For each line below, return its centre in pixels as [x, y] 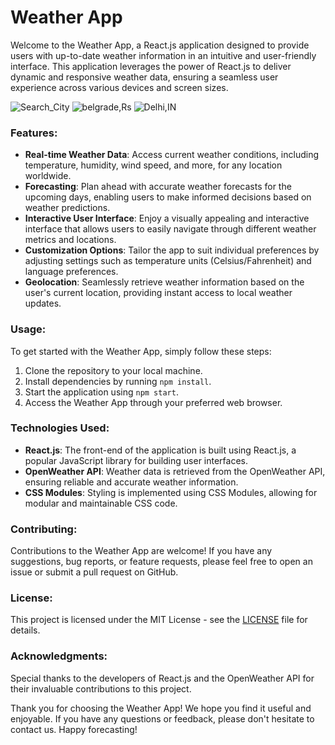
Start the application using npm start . [101, 392]
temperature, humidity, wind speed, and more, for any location [153, 165]
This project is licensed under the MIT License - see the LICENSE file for [159, 620]
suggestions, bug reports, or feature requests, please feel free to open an [161, 562]
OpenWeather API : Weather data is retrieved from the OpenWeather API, [175, 471]
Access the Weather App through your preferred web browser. [153, 402]
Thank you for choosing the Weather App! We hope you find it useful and [161, 708]
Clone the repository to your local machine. [113, 370]
